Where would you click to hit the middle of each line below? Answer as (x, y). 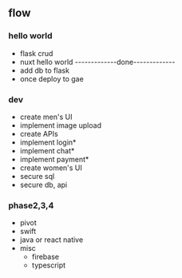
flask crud (36, 53)
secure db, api (44, 185)
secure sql (37, 176)
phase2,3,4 (31, 205)
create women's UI (51, 168)
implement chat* (47, 150)
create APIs (39, 133)
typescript (49, 265)
